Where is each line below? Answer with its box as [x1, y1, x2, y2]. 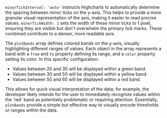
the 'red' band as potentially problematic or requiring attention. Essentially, [5, 97, 159, 103]
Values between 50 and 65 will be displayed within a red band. [12, 77, 141, 82]
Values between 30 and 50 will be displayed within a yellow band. [12, 71, 148, 77]
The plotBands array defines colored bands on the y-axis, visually [5, 40, 140, 46]
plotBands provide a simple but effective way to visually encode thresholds [5, 102, 159, 108]
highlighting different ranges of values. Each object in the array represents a [5, 46, 162, 51]
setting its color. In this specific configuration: [5, 56, 99, 62]
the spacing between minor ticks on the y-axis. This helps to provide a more [5, 9, 162, 15]
